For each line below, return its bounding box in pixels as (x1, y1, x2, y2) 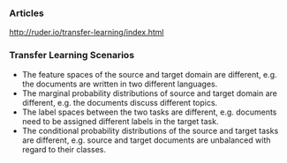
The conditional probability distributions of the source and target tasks (21, 125, 279, 136)
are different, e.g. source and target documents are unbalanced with (21, 135, 271, 145)
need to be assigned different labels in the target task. (21, 115, 219, 126)
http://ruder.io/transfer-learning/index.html (9, 27, 165, 38)
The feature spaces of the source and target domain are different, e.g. (21, 69, 277, 79)
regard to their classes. (21, 144, 107, 154)
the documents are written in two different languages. (21, 78, 218, 89)
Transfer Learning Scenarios (9, 49, 135, 62)
